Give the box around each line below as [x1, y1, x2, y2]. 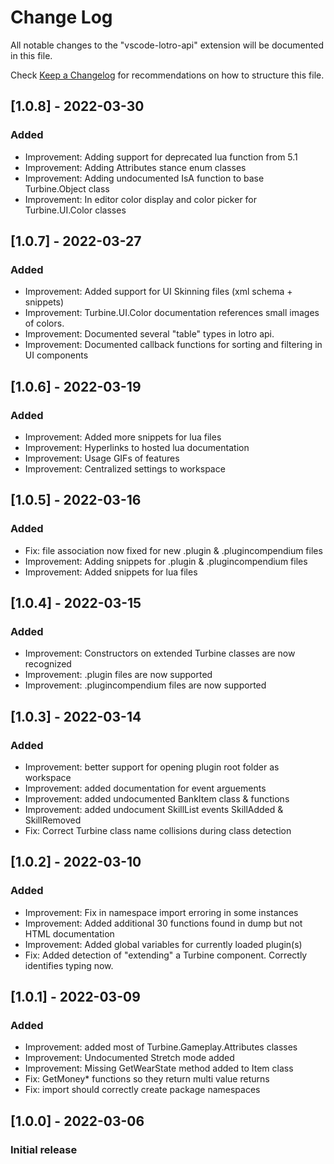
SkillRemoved [24, 814, 82, 826]
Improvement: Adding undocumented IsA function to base [24, 172, 265, 184]
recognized [24, 658, 72, 670]
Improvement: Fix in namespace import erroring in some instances [24, 906, 299, 918]
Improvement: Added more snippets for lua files [24, 431, 222, 443]
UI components [24, 349, 89, 361]
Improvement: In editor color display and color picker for [24, 193, 258, 205]
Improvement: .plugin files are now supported [24, 669, 213, 681]
